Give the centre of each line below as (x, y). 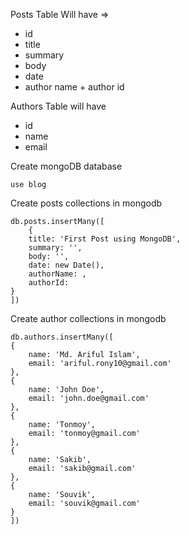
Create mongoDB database (66, 166)
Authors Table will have (58, 106)
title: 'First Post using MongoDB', (105, 239)
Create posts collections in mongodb (86, 203)
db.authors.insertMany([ (62, 337)
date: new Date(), (66, 265)
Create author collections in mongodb (88, 318)
